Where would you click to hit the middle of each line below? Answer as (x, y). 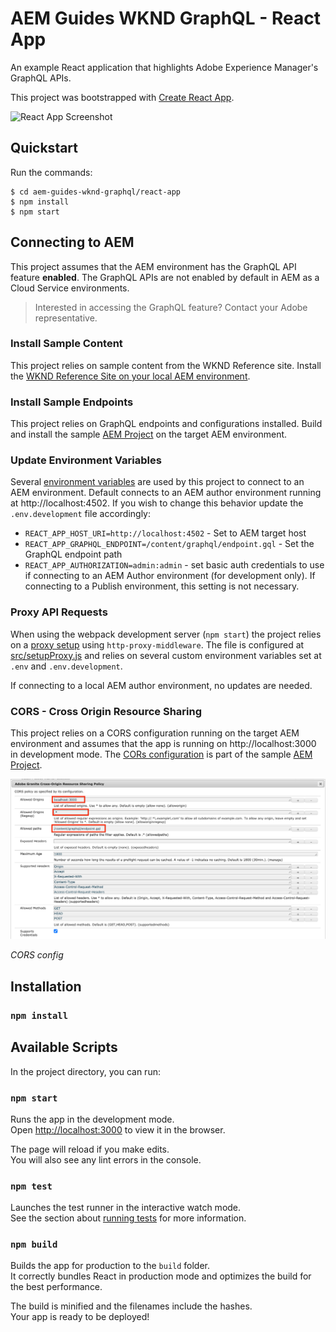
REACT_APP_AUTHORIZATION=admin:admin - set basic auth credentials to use (174, 565)
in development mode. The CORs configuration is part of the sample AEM (161, 754)
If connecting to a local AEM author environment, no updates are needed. (161, 685)
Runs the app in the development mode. (92, 1119)
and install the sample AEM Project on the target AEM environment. (149, 434)
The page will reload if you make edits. (90, 1149)
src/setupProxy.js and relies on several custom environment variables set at (166, 655)
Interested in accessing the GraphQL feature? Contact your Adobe (171, 307)
